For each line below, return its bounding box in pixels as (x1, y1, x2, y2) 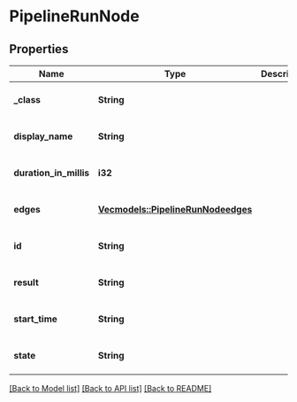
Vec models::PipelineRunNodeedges (97, 204, 253, 215)
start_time (13, 313, 57, 325)
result (13, 276, 40, 289)
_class (13, 94, 42, 105)
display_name (13, 130, 73, 143)
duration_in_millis (13, 166, 90, 179)
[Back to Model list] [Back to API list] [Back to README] (9, 383, 212, 393)
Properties (9, 42, 69, 57)
